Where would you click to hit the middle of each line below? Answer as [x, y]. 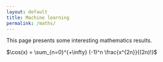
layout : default [27, 12]
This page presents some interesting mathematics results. [79, 41]
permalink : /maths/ [31, 23]
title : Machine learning [38, 18]
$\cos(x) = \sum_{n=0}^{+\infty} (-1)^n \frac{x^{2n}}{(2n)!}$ [82, 52]
